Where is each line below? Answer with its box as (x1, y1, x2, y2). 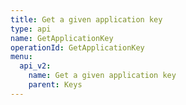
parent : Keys (28, 80, 83, 90)
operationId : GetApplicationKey (10, 42, 145, 53)
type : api (10, 24, 52, 34)
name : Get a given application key (28, 71, 177, 81)
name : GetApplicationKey (10, 33, 114, 43)
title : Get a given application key (10, 14, 163, 25)
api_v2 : (19, 61, 52, 71)
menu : (10, 52, 33, 62)
